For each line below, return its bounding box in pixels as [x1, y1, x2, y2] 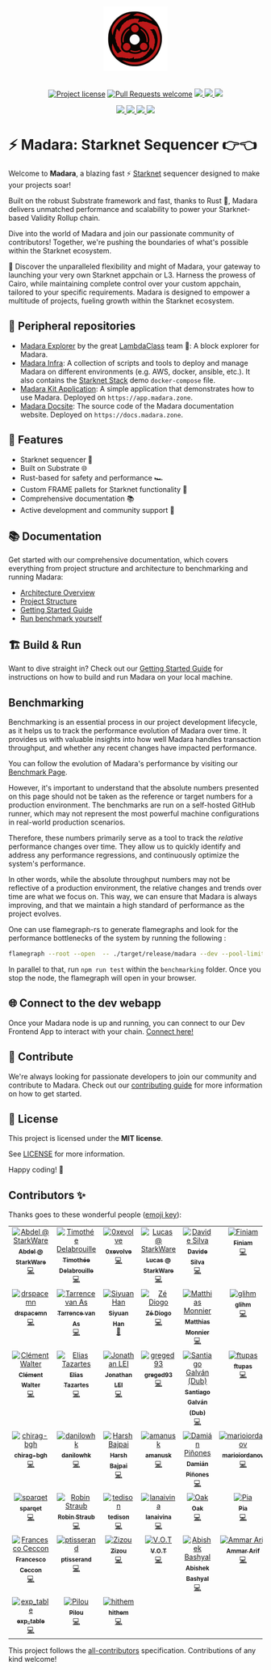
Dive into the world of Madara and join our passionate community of [8, 228, 235, 238]
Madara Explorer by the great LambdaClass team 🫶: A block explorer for [19, 341, 260, 350]
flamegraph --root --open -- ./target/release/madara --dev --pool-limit [8, 950, 265, 958]
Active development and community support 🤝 [19, 505, 175, 515]
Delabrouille [59, 1266, 94, 1275]
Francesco [15, 1555, 47, 1563]
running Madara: [8, 572, 64, 582]
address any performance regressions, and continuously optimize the [8, 850, 240, 859]
